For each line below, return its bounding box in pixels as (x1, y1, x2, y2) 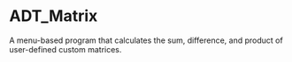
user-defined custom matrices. (9, 44, 122, 54)
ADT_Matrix (9, 6, 98, 26)
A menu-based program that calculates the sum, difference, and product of (9, 35, 283, 45)
